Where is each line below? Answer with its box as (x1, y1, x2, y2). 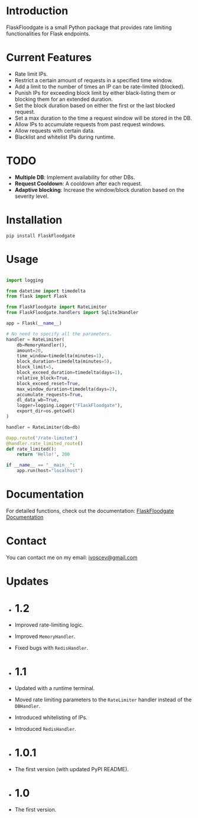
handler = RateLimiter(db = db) (6, 424, 81, 430)
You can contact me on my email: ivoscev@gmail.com (6, 554, 138, 561)
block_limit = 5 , (17, 364, 54, 370)
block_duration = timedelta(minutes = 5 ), (17, 358, 112, 365)
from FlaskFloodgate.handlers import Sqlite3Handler (6, 310, 139, 316)
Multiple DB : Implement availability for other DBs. (14, 174, 135, 181)
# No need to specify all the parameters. (6, 331, 112, 337)
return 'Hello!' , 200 (17, 451, 70, 457)
